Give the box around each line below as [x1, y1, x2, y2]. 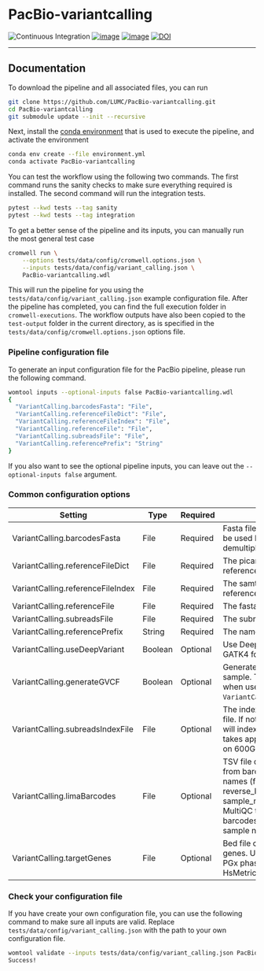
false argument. [64, 469, 118, 479]
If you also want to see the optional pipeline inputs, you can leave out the [8, 461, 245, 470]
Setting [59, 510, 88, 521]
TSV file [222, 756, 252, 767]
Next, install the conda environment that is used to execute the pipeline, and [8, 127, 255, 136]
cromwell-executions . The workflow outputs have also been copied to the [8, 310, 246, 320]
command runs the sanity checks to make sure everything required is [8, 180, 233, 190]
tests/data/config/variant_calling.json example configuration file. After [8, 294, 248, 303]
